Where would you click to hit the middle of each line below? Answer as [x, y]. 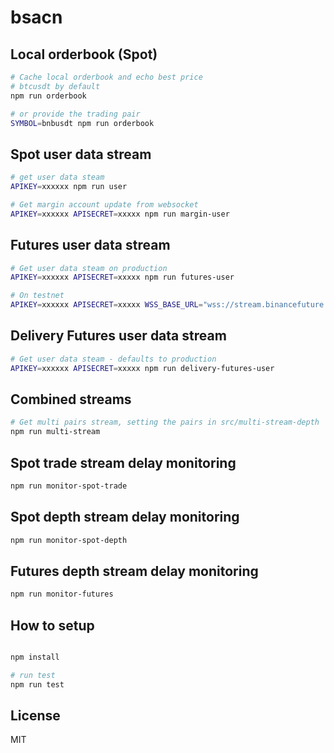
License [35, 716]
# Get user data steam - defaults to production [113, 359]
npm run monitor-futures [62, 594]
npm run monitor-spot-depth [69, 540]
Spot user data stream [81, 154]
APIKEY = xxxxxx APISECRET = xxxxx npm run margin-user [120, 214]
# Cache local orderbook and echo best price [106, 77]
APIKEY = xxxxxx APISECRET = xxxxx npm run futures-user [122, 277]
